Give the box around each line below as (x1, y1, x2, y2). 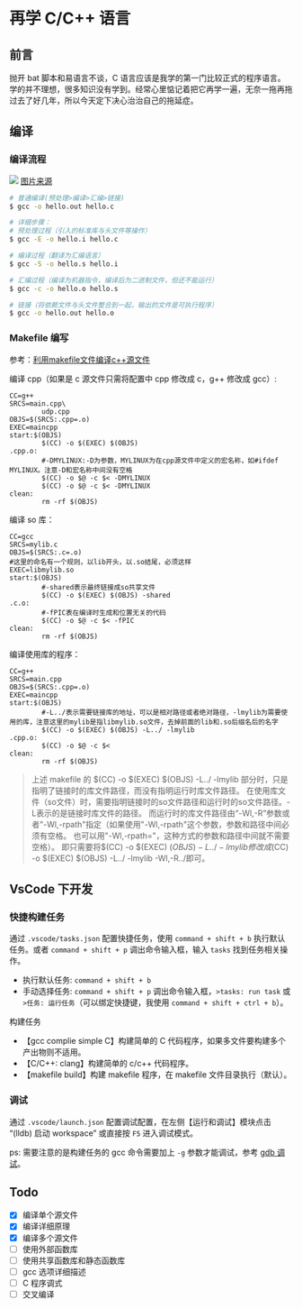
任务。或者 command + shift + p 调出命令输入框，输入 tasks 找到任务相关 (9, 944, 280, 956)
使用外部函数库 (22, 1243, 78, 1254)
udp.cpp (41, 407, 70, 416)
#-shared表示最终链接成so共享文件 (41, 582, 155, 591)
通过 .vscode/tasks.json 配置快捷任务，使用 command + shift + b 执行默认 (9, 933, 286, 944)
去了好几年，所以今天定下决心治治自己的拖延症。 (16, 96, 199, 105)
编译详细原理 (22, 1221, 70, 1231)
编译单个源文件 (22, 1210, 78, 1221)
